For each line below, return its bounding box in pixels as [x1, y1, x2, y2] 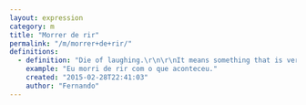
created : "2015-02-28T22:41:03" [25, 73, 148, 82]
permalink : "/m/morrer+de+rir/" [9, 38, 132, 48]
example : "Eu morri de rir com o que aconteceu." [25, 65, 219, 74]
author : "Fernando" [25, 81, 100, 90]
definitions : [9, 47, 59, 57]
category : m [9, 22, 55, 31]
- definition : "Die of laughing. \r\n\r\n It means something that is [17, 56, 283, 65]
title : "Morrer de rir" [9, 30, 100, 39]
